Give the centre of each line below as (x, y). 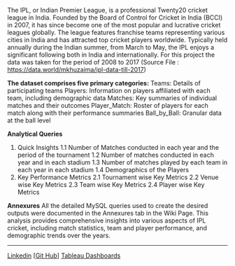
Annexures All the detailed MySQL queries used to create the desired (108, 205)
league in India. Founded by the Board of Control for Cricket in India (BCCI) (115, 17)
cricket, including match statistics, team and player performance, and (107, 228)
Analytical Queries (35, 134)
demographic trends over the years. (59, 235)
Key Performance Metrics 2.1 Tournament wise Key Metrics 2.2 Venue (118, 177)
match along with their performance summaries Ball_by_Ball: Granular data (115, 113)
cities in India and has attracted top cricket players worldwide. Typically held (117, 40)
